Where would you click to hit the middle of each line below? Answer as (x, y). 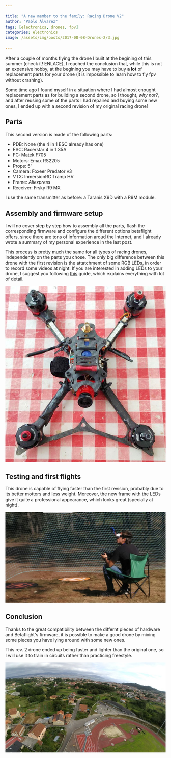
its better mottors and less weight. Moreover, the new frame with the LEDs (83, 494)
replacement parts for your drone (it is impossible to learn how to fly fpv (81, 74)
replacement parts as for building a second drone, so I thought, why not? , (82, 95)
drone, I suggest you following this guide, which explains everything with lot (85, 273)
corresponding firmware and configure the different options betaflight (78, 231)
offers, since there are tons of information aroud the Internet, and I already (83, 237)
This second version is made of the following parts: (59, 134)
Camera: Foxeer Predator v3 (42, 171)
